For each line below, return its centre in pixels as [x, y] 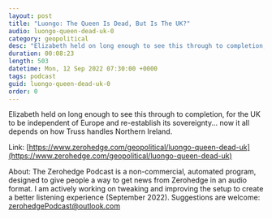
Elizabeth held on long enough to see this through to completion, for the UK [135, 114]
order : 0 [23, 91]
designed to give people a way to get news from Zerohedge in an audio [128, 180]
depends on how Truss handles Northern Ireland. [91, 131]
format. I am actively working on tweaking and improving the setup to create [136, 189]
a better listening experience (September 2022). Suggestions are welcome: [134, 198]
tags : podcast [32, 76]
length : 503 [28, 62]
